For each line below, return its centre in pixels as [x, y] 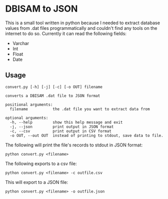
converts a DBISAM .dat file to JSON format [53, 96]
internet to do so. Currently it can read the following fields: [66, 33]
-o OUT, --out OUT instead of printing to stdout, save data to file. [87, 135]
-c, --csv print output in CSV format [61, 131]
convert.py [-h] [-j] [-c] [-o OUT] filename [54, 87]
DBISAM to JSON [42, 9]
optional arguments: [27, 118]
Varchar [21, 43]
